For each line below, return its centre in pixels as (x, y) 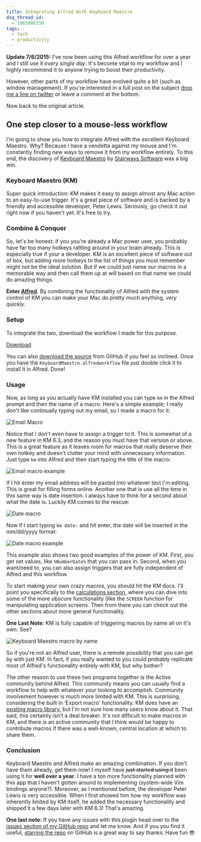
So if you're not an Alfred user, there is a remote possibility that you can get (100, 653)
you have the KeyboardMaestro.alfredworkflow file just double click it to (94, 362)
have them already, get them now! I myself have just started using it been (97, 770)
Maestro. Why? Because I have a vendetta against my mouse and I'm (91, 146)
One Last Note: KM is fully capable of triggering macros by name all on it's (99, 623)
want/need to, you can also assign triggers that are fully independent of (95, 568)
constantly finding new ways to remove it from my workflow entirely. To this (100, 152)
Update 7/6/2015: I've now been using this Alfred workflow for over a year (98, 57)
